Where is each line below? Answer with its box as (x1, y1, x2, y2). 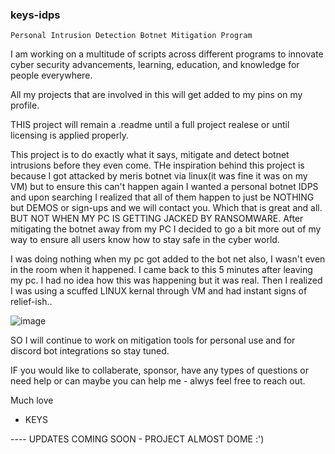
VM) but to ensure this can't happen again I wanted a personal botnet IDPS (10, 181, 319, 193)
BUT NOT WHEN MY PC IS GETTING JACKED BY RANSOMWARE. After (10, 213, 304, 225)
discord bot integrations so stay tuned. (10, 345, 170, 357)
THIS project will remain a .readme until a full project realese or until (10, 119, 290, 131)
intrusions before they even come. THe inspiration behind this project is (10, 159, 305, 172)
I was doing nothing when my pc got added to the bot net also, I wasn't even (10, 253, 326, 265)
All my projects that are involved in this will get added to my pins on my (10, 89, 303, 101)
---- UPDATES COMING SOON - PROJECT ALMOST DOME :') (10, 433, 265, 445)
